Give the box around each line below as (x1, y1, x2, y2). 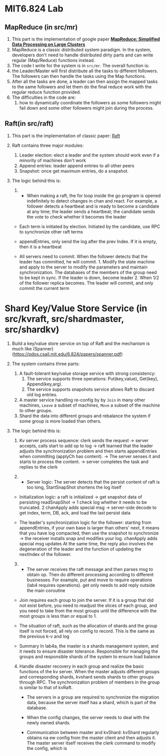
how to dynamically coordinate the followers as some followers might (19, 100, 162, 105)
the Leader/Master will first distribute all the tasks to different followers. (11, 68, 159, 74)
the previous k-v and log (19, 633, 70, 639)
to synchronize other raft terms (19, 229, 83, 235)
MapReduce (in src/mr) (4, 23, 78, 31)
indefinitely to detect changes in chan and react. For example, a (26, 198, 158, 204)
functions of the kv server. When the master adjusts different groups (19, 668, 160, 674)
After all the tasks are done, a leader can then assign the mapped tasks (11, 78, 158, 84)
